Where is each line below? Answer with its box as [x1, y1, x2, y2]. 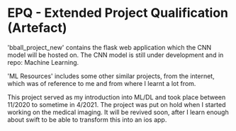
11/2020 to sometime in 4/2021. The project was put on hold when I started [7, 100, 226, 108]
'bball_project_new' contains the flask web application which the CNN [7, 43, 212, 51]
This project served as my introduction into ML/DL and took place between [7, 93, 226, 101]
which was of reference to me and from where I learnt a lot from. [7, 79, 196, 87]
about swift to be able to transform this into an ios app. [7, 115, 167, 124]
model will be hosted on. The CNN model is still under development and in [7, 51, 224, 59]
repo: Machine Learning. [7, 58, 79, 66]
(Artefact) [7, 20, 67, 36]
